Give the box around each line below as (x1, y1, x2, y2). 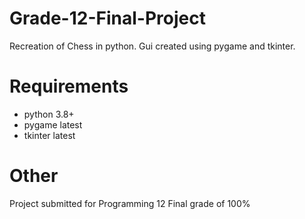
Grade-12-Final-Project (9, 7, 206, 30)
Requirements (9, 75, 129, 98)
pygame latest (23, 118, 83, 131)
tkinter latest (23, 129, 76, 141)
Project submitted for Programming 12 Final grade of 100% (9, 197, 251, 209)
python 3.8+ (23, 108, 75, 120)
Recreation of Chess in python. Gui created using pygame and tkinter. (9, 40, 296, 52)
